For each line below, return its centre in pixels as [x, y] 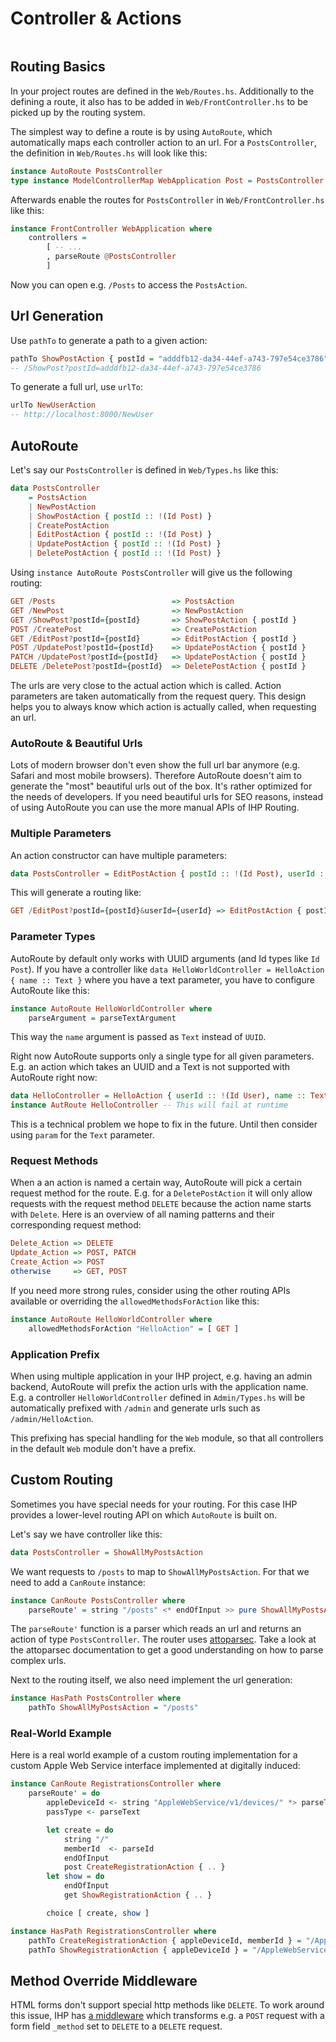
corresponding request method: [76, 1225]
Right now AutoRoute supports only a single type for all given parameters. [162, 1056]
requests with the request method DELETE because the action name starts [161, 1204]
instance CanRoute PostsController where [98, 1600]
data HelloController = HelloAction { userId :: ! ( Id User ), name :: [158, 1096]
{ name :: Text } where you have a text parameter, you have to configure [162, 979]
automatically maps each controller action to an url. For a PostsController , [163, 142]
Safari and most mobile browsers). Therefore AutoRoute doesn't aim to [156, 776]
